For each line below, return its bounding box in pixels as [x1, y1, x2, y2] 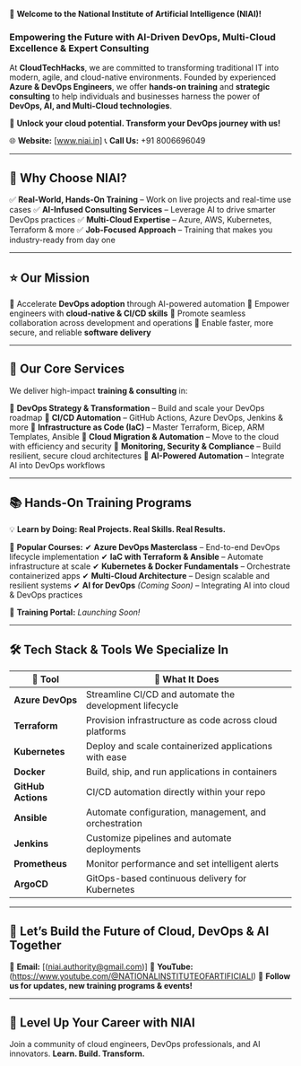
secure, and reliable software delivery [9, 327, 151, 337]
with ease [86, 751, 127, 764]
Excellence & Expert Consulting [9, 41, 150, 54]
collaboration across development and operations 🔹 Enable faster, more [9, 317, 274, 328]
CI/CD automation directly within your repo [86, 786, 266, 799]
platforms [86, 725, 127, 738]
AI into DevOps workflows [9, 459, 106, 470]
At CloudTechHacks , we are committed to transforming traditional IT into [9, 63, 279, 74]
